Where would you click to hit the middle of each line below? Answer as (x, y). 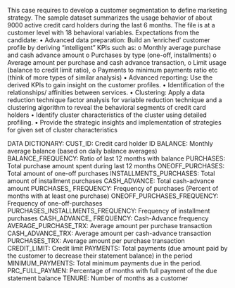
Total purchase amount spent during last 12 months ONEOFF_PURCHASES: (116, 166)
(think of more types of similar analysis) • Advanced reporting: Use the (110, 77)
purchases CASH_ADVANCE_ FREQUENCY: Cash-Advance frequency (108, 218)
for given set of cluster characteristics (63, 130)
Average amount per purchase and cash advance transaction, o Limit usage (117, 62)
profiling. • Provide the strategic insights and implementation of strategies (114, 122)
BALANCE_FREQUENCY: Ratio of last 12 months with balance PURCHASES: (116, 158)
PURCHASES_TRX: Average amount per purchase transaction (96, 241)
